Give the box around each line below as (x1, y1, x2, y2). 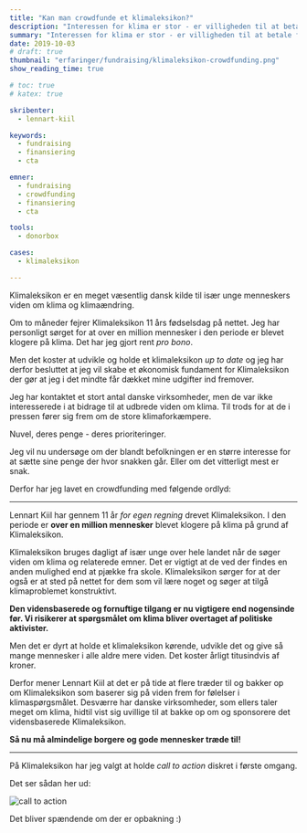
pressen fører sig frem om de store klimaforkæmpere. (9, 410, 212, 421)
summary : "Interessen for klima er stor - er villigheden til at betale (9, 30, 292, 39)
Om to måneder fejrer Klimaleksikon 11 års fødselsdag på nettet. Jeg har (9, 317, 281, 328)
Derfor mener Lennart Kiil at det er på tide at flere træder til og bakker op (9, 677, 284, 688)
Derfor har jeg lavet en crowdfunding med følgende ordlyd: (9, 483, 231, 494)
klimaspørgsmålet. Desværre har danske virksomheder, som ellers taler (9, 696, 279, 708)
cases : (9, 248, 35, 258)
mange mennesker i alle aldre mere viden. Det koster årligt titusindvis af (9, 649, 281, 660)
